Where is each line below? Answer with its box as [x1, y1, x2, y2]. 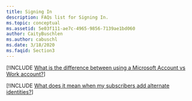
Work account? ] [6, 70, 46, 78]
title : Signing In [6, 8, 52, 15]
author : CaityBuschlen [6, 31, 63, 37]
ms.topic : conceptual [6, 20, 61, 26]
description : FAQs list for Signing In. [6, 14, 109, 20]
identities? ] [6, 88, 34, 96]
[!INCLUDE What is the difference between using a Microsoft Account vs [6, 64, 186, 71]
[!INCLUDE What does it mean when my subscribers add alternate [6, 82, 170, 89]
